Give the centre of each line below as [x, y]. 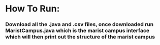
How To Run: [33, 9]
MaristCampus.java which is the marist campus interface [77, 30]
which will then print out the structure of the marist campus [80, 37]
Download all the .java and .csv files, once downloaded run [79, 24]
